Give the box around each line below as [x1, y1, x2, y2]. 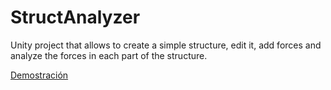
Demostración [10, 69, 69, 81]
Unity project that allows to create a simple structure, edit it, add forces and [10, 39, 322, 51]
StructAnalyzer [10, 6, 141, 29]
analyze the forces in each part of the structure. [10, 49, 208, 61]
